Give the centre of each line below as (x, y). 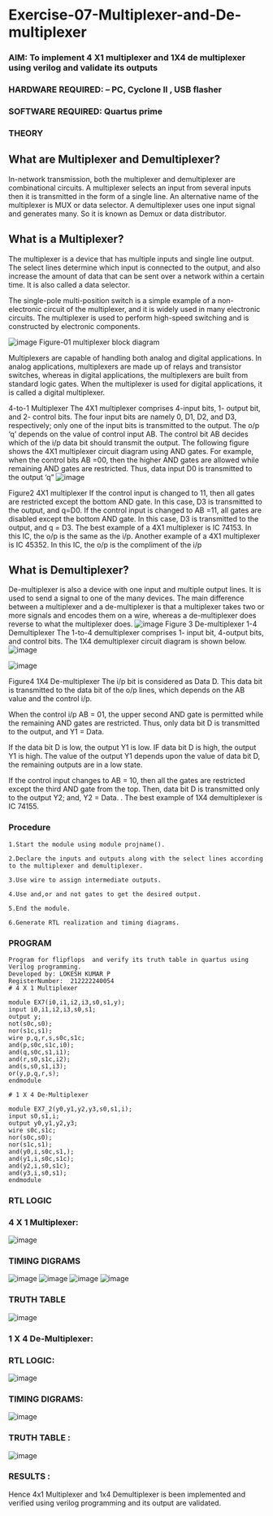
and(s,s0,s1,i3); (38, 1066)
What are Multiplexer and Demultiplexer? (115, 160)
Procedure (30, 828)
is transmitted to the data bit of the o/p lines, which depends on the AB (127, 690)
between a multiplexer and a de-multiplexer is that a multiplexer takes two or (136, 607)
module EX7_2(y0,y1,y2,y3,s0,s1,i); (70, 1109)
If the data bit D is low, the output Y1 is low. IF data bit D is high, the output (132, 747)
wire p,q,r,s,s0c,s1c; (47, 1037)
